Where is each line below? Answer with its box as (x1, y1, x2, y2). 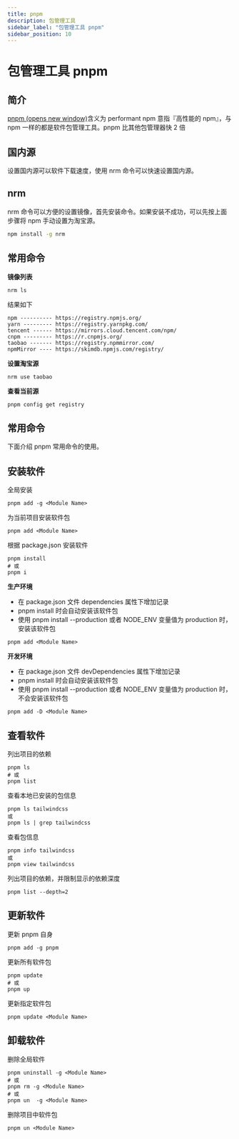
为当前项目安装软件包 (7, 513, 70, 522)
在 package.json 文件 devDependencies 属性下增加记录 (17, 667, 180, 676)
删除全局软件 (7, 1055, 45, 1063)
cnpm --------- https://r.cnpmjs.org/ (7, 333, 123, 340)
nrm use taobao (7, 373, 53, 381)
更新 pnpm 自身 (7, 930, 54, 938)
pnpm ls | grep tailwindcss (7, 819, 91, 826)
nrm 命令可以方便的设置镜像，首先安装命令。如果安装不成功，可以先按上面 (7, 207, 227, 216)
